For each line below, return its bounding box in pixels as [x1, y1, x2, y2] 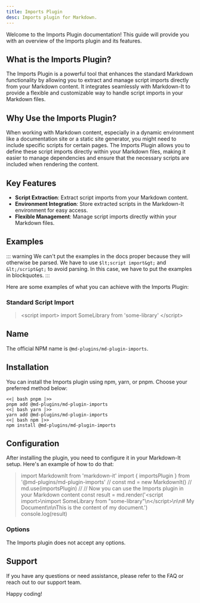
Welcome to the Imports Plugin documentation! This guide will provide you [6, 31, 189, 38]
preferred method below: [6, 384, 67, 392]
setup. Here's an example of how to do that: [6, 461, 115, 468]
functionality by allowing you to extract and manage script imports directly [6, 77, 189, 84]
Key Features [6, 178, 57, 188]
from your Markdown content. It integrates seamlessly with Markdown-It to [6, 83, 191, 90]
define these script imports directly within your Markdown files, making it [6, 148, 186, 156]
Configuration [6, 438, 60, 449]
